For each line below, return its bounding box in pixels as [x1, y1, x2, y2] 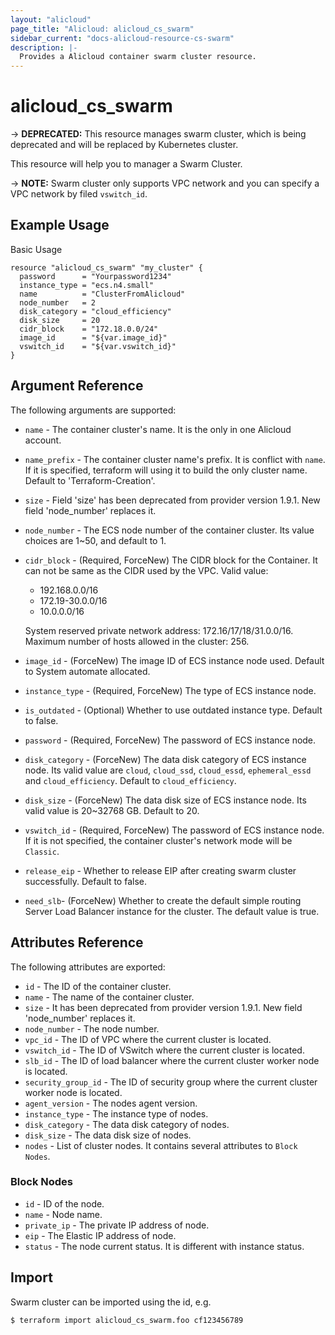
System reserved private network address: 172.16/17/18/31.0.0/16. [24, 624, 294, 636]
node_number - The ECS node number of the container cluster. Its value [24, 524, 315, 536]
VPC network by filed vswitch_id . [10, 188, 148, 200]
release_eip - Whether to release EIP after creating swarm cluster [24, 864, 297, 876]
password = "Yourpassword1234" [19, 271, 172, 281]
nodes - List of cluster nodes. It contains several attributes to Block [24, 1139, 298, 1151]
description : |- [10, 42, 78, 53]
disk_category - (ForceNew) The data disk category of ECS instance [24, 753, 307, 765]
